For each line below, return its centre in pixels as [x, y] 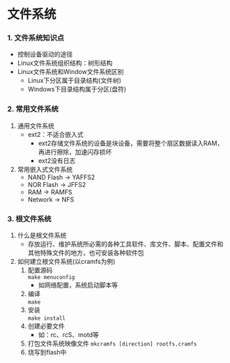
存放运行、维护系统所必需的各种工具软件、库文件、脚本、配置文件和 [125, 244]
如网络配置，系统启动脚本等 [78, 285]
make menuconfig [51, 277]
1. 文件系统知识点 [36, 38]
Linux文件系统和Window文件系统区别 [70, 72]
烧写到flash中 [47, 353]
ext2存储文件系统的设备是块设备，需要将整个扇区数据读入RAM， [131, 143]
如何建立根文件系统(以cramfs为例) [66, 262]
